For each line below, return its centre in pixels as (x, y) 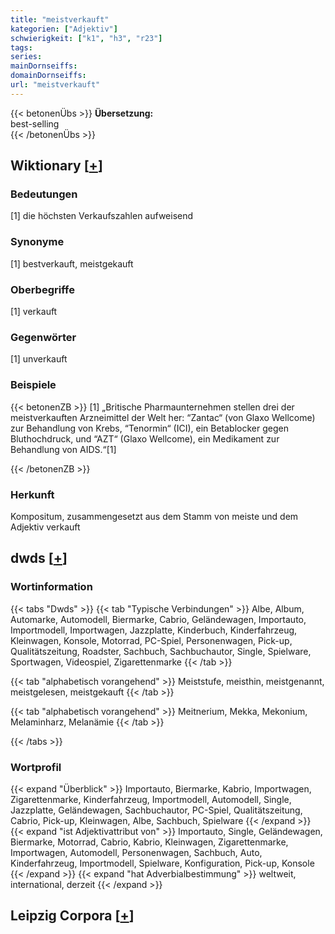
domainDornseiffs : (48, 76)
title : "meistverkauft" (60, 19)
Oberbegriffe (42, 289)
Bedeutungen (44, 194)
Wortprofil (36, 767)
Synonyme (37, 242)
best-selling (35, 123)
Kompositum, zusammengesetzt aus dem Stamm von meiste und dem (154, 516)
